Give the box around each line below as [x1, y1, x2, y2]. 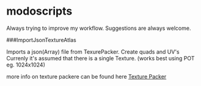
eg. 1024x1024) [6, 61, 46, 68]
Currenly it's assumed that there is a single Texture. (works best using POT [6, 54, 195, 62]
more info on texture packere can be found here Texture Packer [6, 73, 167, 80]
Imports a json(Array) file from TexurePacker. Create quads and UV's [6, 48, 180, 56]
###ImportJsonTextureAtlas [6, 36, 76, 43]
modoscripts [6, 4, 73, 18]
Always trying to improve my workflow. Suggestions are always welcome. [6, 24, 191, 32]
